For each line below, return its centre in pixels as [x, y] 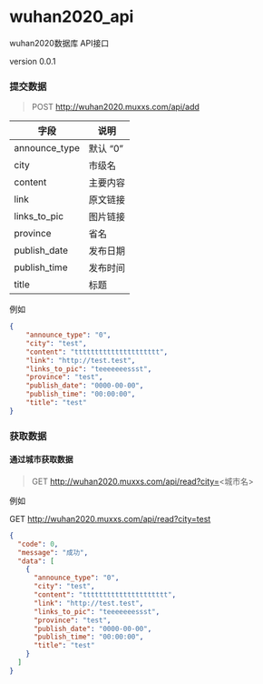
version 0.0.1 [33, 61]
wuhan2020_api [72, 17]
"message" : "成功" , [53, 552]
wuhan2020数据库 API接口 [59, 43]
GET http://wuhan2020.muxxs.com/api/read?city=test [110, 518]
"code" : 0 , [38, 544]
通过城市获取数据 [41, 459]
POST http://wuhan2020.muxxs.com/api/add [115, 107]
